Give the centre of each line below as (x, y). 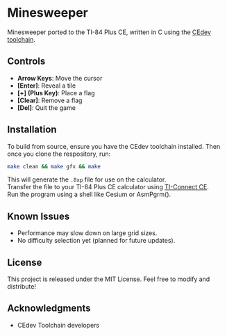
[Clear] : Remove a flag (50, 100)
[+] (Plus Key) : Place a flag (56, 93)
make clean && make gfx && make (54, 166)
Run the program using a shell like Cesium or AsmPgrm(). (89, 194)
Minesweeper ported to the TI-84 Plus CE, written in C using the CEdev (109, 32)
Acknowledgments (49, 309)
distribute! (22, 287)
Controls (26, 62)
